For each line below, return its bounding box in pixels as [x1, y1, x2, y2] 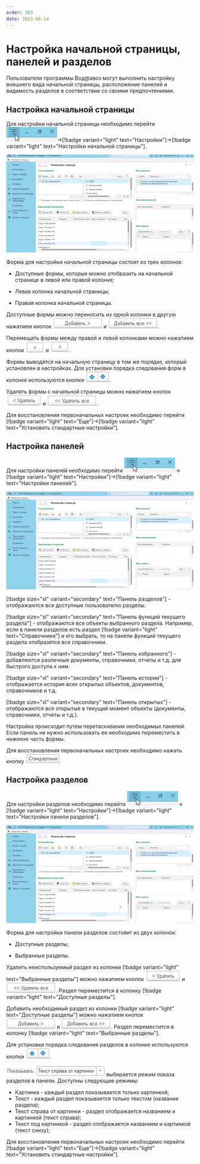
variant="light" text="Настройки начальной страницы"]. [6, 143, 147, 150]
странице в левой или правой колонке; [14, 276, 115, 283]
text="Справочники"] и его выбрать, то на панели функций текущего [6, 632, 182, 639]
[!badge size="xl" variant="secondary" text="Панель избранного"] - [6, 650, 177, 657]
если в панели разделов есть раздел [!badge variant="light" [6, 625, 158, 633]
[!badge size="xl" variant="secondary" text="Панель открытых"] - [6, 698, 171, 705]
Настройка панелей [6, 441, 85, 452]
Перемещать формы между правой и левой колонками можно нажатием [6, 334, 194, 341]
